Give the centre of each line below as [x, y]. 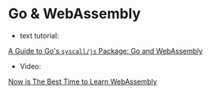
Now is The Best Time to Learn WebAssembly [83, 81]
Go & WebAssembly [74, 14]
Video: [30, 66]
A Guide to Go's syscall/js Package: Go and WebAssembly [105, 51]
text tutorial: [39, 36]
